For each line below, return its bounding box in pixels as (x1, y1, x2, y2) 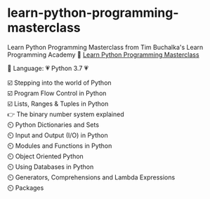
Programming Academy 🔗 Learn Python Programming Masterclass (7, 50, 199, 59)
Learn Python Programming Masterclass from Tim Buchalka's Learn (7, 43, 204, 51)
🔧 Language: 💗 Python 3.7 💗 (7, 64, 89, 72)
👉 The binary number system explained (7, 110, 124, 118)
